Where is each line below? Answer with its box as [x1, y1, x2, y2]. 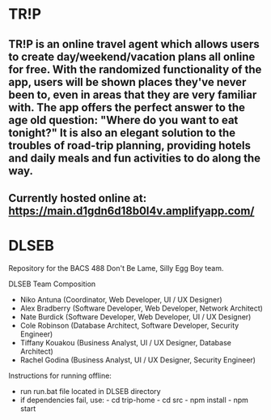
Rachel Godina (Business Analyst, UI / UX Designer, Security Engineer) [19, 354, 256, 365]
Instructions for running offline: [8, 371, 112, 380]
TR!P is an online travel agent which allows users [8, 37, 260, 51]
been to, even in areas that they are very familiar [8, 88, 257, 101]
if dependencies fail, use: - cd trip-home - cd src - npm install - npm [19, 395, 249, 405]
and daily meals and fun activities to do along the [8, 151, 261, 165]
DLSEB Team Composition [8, 279, 96, 289]
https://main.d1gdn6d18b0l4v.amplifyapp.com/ [8, 204, 255, 217]
